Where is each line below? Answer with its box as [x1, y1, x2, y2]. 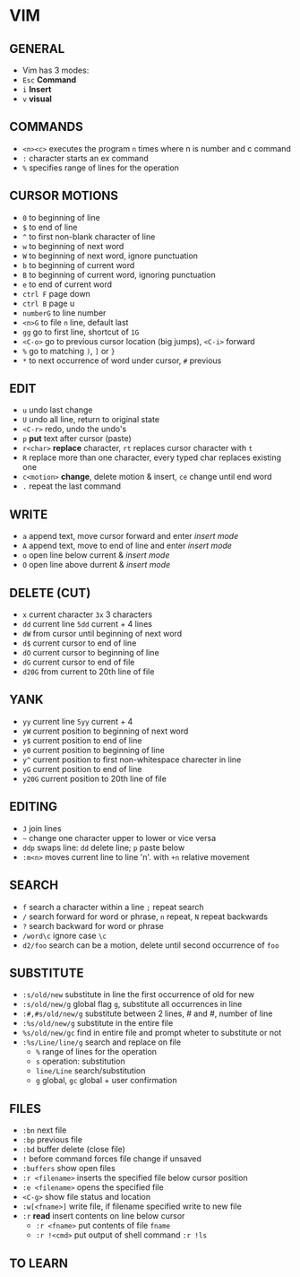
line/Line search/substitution [35, 1065, 146, 1076]
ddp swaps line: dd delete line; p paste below [21, 842, 185, 853]
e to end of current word [21, 279, 113, 290]
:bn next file [21, 1125, 67, 1135]
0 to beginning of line [21, 212, 100, 222]
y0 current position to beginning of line [21, 744, 166, 755]
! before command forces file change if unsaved [21, 1153, 201, 1164]
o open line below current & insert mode [21, 550, 170, 560]
